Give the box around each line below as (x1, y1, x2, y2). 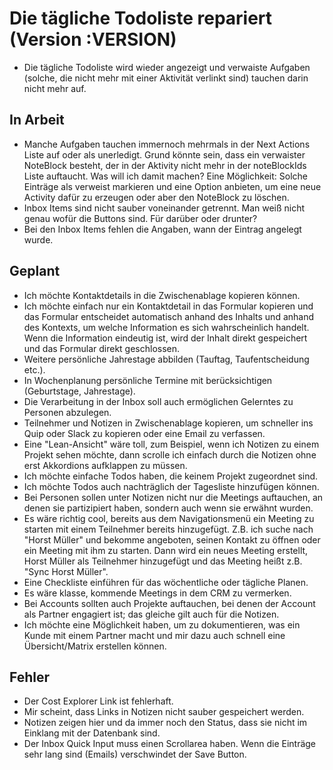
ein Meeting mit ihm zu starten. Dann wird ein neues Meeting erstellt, (23, 544, 309, 556)
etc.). (23, 363, 46, 376)
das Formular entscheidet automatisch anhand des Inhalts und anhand (23, 310, 315, 322)
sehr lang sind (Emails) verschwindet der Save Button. (23, 748, 247, 761)
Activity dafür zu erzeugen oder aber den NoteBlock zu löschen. (23, 191, 290, 203)
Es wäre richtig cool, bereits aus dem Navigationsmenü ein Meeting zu (23, 512, 315, 524)
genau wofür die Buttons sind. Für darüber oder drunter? (23, 212, 258, 224)
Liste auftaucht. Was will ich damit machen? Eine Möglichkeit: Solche (23, 170, 309, 182)
